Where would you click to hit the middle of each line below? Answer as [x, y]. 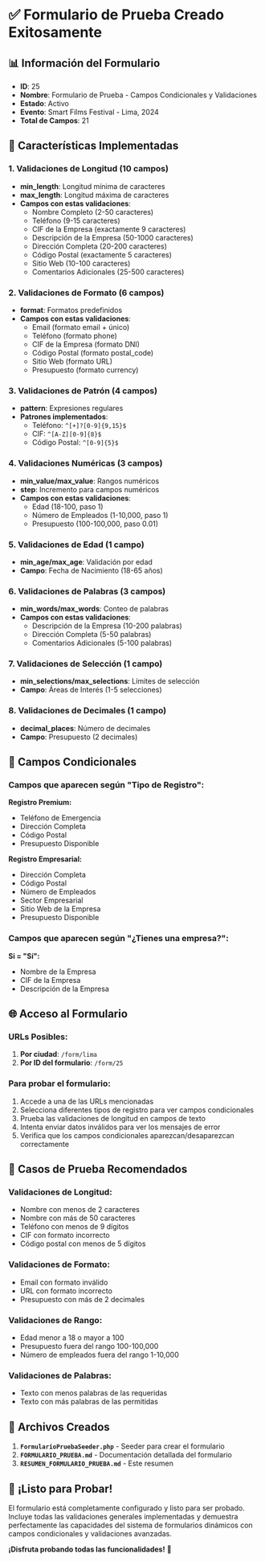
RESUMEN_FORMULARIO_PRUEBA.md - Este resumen [97, 1463]
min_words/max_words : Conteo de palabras [94, 609]
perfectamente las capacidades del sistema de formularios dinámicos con [130, 1525]
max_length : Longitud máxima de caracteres [94, 195]
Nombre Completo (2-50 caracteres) [93, 212]
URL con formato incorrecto [66, 1291]
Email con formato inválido [64, 1282]
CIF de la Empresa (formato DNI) [86, 344]
